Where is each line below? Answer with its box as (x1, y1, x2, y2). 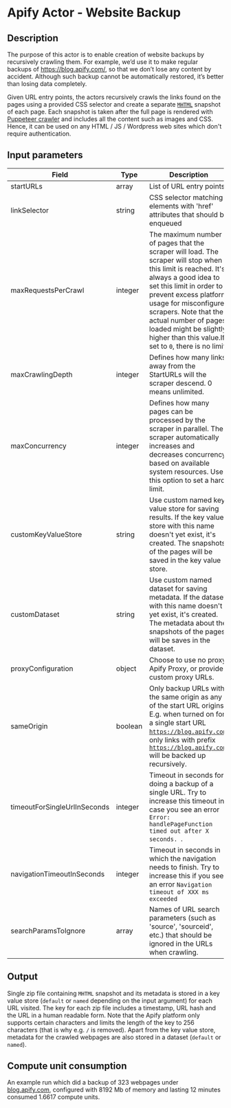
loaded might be (148, 324, 202, 334)
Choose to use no (148, 655, 206, 664)
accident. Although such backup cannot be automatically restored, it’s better (7, 72, 224, 80)
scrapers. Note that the (148, 307, 223, 316)
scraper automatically (148, 432, 219, 442)
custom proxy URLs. (148, 672, 214, 682)
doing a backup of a (148, 779, 214, 788)
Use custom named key (148, 495, 225, 505)
